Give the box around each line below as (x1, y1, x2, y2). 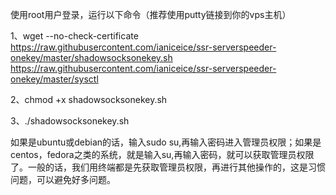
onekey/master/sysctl (10, 73, 99, 85)
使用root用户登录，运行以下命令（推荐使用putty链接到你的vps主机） (10, 9, 292, 20)
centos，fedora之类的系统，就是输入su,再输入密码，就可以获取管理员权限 (10, 149, 315, 160)
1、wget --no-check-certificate (10, 30, 139, 42)
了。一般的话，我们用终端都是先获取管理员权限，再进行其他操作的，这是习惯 (10, 161, 326, 173)
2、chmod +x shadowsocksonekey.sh (10, 94, 168, 105)
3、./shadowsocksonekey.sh (10, 115, 130, 127)
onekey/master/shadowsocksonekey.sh (10, 52, 173, 63)
